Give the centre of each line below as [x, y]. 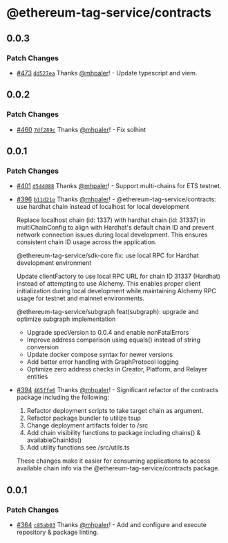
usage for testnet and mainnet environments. [80, 298]
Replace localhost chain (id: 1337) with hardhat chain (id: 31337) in [111, 220]
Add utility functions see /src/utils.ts [78, 448]
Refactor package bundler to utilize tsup [84, 418]
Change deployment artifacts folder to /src [87, 425]
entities [37, 377]
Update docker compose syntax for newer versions [100, 355]
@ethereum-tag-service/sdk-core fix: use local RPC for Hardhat [107, 256]
